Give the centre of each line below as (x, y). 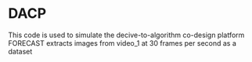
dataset (20, 51)
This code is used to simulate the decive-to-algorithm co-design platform (126, 35)
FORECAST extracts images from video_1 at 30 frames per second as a (122, 43)
